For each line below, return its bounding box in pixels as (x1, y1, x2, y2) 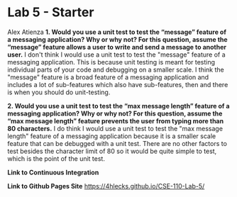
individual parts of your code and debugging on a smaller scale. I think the (7, 65, 225, 74)
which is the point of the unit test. (7, 154, 105, 163)
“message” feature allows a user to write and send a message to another (7, 43, 227, 51)
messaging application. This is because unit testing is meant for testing (7, 57, 215, 66)
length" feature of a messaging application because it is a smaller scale (7, 132, 216, 140)
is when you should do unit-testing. (7, 88, 111, 96)
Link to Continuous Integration (7, 168, 99, 176)
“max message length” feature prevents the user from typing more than (7, 116, 224, 125)
